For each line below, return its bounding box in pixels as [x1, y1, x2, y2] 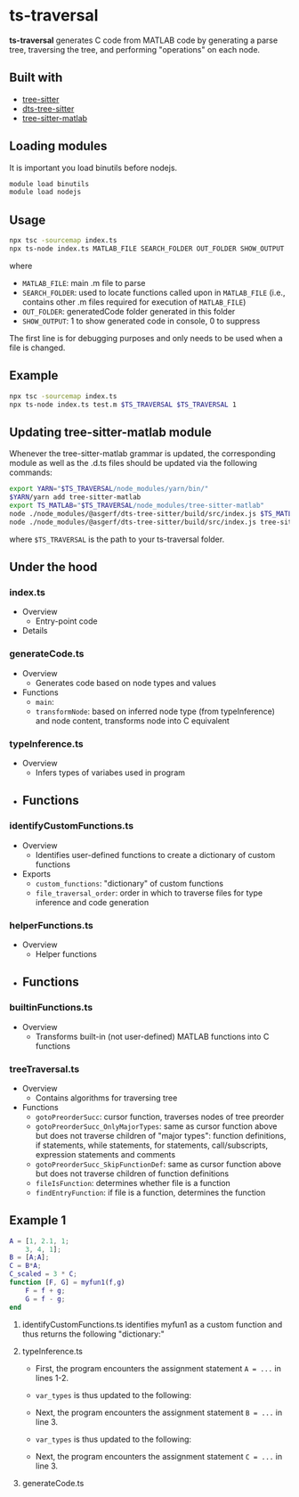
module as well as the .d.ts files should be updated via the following [9, 458, 258, 469]
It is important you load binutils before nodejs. [9, 162, 178, 173]
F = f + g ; [25, 1286, 66, 1295]
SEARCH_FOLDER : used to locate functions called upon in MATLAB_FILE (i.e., [21, 287, 286, 298]
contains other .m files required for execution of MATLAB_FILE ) [21, 296, 246, 307]
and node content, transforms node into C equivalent [35, 715, 230, 726]
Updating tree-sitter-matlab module [9, 424, 212, 439]
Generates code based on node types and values [35, 677, 216, 688]
